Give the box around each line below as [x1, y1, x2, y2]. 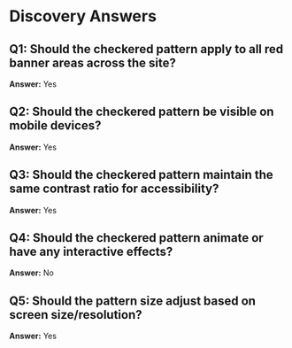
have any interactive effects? [9, 244, 173, 259]
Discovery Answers [9, 6, 158, 27]
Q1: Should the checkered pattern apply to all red [9, 42, 284, 57]
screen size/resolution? [9, 307, 142, 322]
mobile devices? [9, 118, 102, 134]
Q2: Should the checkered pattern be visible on [9, 104, 274, 120]
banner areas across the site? [9, 55, 177, 70]
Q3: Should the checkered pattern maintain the [9, 167, 274, 182]
